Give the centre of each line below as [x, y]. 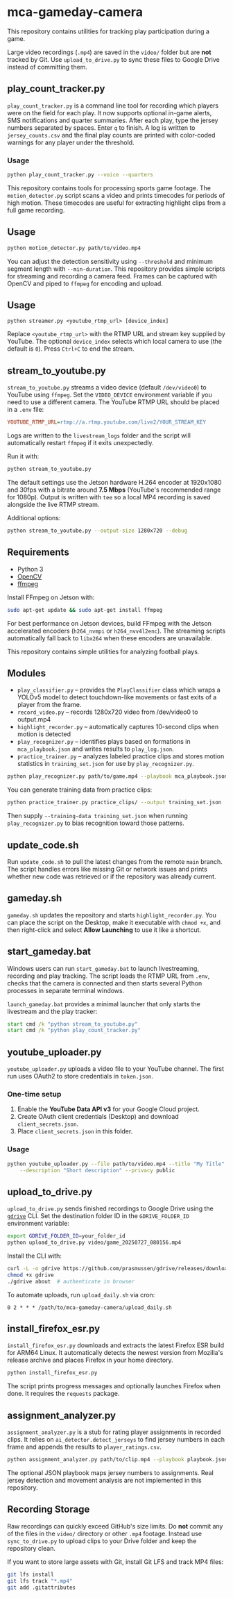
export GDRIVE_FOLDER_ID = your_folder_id [67, 1236]
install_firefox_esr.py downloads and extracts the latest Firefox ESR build [116, 1345]
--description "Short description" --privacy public [97, 1170]
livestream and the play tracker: [52, 1011]
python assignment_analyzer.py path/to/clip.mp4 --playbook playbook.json [118, 1460]
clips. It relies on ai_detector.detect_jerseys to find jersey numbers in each [116, 1440]
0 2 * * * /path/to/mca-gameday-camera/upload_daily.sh [89, 1307]
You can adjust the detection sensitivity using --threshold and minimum [110, 261]
